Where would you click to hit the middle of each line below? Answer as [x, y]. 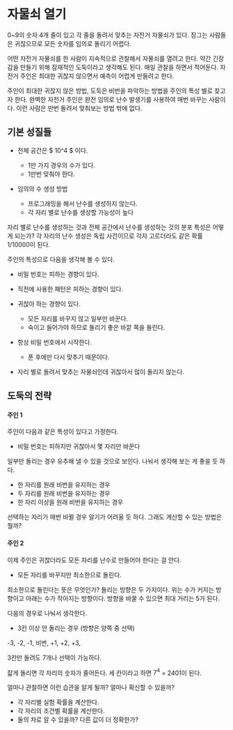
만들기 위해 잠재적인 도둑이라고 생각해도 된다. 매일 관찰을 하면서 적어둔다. [119, 67]
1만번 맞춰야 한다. [51, 174]
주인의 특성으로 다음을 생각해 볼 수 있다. [61, 259]
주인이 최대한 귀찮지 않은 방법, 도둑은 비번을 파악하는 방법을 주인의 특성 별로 [110, 91]
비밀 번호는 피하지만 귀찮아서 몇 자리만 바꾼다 [79, 446]
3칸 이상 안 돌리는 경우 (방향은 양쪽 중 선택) [76, 628]
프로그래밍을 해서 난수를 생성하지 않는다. [82, 204]
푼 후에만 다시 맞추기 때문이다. [69, 357]
